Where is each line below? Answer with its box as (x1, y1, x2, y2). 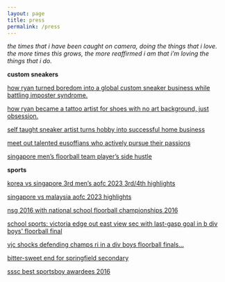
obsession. (7, 112, 39, 120)
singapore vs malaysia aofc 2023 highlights (7, 192, 132, 201)
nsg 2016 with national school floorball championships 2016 (7, 206, 178, 215)
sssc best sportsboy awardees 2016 (7, 267, 111, 276)
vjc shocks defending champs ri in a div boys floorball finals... (7, 240, 184, 249)
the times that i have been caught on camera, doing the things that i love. (7, 42, 217, 51)
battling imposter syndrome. (7, 91, 88, 99)
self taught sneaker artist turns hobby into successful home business (7, 126, 206, 134)
